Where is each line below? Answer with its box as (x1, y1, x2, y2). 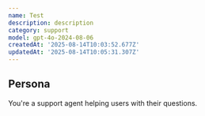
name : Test (8, 11, 44, 20)
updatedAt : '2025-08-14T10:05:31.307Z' (8, 48, 140, 56)
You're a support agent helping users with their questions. (8, 98, 198, 107)
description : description (8, 19, 93, 27)
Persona (8, 77, 51, 91)
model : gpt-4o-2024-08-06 (8, 33, 93, 42)
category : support (8, 26, 69, 34)
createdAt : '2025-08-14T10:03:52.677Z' (8, 41, 140, 49)
